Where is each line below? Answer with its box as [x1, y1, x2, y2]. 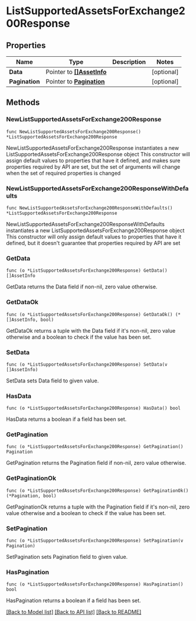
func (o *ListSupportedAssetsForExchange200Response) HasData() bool [6, 406, 181, 411]
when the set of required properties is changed [6, 169, 121, 176]
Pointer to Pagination [45, 78, 105, 85]
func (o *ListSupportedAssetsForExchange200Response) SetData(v [6, 361, 168, 368]
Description [112, 58, 146, 66]
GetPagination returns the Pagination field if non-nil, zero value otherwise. [6, 459, 187, 466]
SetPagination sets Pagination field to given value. [6, 554, 128, 561]
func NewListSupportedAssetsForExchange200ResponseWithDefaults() [6, 205, 173, 211]
